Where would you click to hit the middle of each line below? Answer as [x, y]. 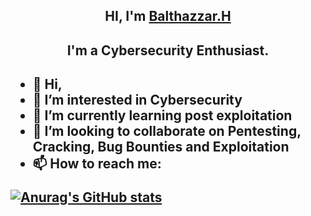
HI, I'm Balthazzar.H [168, 16]
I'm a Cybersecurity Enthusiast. [168, 50]
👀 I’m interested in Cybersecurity [137, 100]
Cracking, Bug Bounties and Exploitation [161, 147]
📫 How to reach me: [97, 164]
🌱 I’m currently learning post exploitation [162, 115]
